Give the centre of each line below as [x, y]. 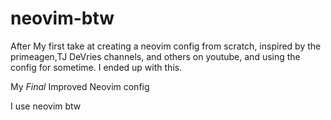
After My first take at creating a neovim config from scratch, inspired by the [166, 46]
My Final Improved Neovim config [80, 86]
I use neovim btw [46, 106]
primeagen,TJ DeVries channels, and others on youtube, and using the [155, 56]
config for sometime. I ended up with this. [96, 67]
